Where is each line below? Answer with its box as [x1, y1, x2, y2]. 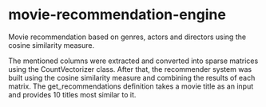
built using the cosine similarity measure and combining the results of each [8, 73, 256, 82]
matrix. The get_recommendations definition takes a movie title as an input [8, 81, 254, 91]
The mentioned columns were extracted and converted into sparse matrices [8, 56, 259, 65]
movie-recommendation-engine [8, 6, 226, 24]
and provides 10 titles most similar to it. [8, 89, 137, 99]
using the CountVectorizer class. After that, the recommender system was [8, 64, 252, 73]
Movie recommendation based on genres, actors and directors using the [8, 32, 246, 42]
